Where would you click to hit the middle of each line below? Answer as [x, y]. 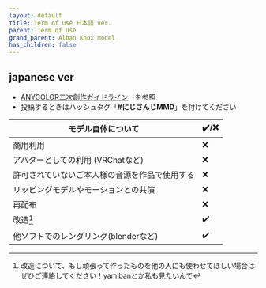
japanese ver [41, 77]
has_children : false [43, 45]
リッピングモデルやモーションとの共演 [84, 189]
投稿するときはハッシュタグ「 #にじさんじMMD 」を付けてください [128, 107]
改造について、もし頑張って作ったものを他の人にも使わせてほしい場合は [137, 265]
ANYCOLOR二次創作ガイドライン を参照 [88, 97]
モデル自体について [104, 129]
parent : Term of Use [43, 30]
